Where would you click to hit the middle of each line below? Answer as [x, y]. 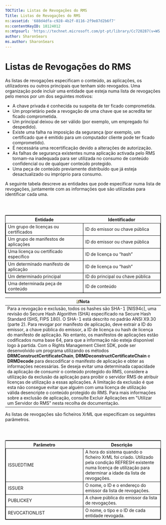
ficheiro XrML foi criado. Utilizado [119, 457]
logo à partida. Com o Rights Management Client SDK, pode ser [72, 346]
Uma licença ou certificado [35, 252]
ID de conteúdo [101, 286]
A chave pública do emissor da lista [121, 498]
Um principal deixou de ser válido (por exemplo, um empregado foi [80, 122]
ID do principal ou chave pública [118, 276]
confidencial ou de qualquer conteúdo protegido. [62, 164]
